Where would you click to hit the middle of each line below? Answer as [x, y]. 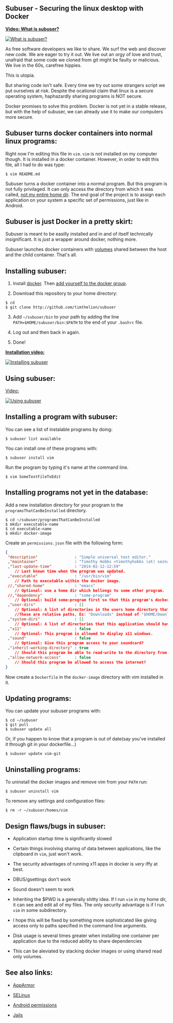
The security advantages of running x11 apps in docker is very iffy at [85, 864]
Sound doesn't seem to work [44, 889]
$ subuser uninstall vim [32, 791]
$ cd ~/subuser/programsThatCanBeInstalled [53, 520]
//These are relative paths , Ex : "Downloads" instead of [77, 614]
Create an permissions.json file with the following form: [64, 543]
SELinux [21, 995]
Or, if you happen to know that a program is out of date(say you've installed [85, 739]
